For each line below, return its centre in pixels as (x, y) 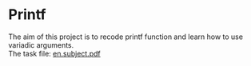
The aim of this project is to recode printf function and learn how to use (126, 37)
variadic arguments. (41, 45)
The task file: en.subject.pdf (55, 53)
